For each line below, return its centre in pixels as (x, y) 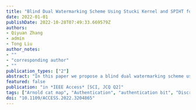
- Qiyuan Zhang (24, 33)
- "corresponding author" (37, 60)
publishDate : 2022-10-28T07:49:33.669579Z (58, 22)
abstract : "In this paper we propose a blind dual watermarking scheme (95, 76)
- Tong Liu (19, 44)
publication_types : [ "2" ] (37, 71)
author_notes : (23, 49)
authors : (17, 28)
